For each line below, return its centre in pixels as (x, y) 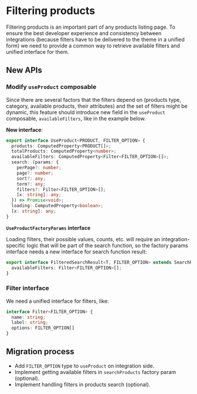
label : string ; (30, 323)
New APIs (24, 71)
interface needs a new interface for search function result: (77, 251)
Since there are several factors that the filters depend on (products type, (94, 100)
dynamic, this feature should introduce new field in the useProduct (86, 112)
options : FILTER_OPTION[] (43, 328)
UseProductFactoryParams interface (48, 228)
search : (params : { (35, 162)
